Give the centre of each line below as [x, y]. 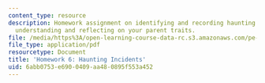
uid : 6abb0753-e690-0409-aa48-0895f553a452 [81, 67]
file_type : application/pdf [54, 45]
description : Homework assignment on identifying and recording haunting [132, 23]
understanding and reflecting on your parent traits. [105, 30]
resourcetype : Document [47, 52]
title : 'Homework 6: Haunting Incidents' [77, 60]
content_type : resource [47, 15]
